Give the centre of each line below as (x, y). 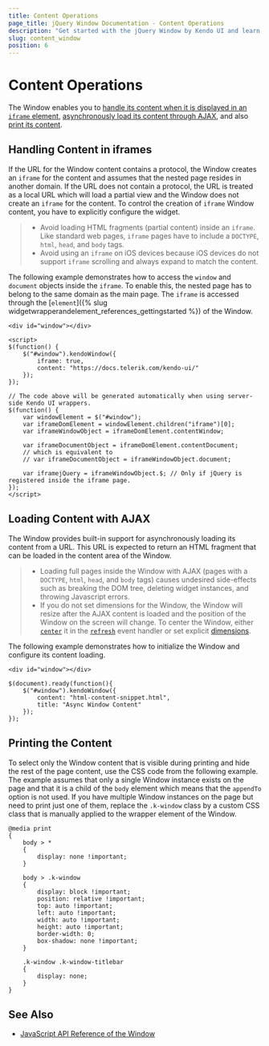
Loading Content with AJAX (79, 519)
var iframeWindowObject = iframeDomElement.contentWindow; (124, 431)
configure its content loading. (57, 654)
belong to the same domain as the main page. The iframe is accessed (124, 294)
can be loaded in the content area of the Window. (90, 556)
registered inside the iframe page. (69, 480)
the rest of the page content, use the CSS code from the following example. (133, 771)
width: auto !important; (79, 920)
